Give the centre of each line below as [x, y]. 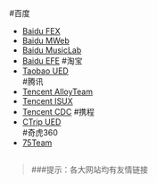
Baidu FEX [41, 31]
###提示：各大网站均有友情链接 [90, 170]
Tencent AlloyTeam [58, 91]
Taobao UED [45, 71]
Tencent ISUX [47, 101]
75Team [37, 143]
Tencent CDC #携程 [58, 112]
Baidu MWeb [45, 40]
